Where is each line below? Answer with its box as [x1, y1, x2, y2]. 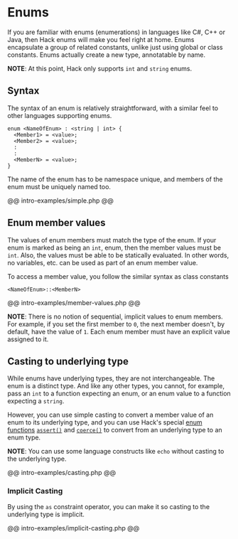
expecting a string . [7, 397, 65, 405]
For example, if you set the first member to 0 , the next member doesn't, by [7, 319, 225, 328]
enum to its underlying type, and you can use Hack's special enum [7, 418, 202, 427]
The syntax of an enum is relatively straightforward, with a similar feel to [7, 104, 219, 112]
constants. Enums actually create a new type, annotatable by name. [7, 50, 206, 59]
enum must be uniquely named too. [7, 182, 112, 191]
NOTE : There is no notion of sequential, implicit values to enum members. [7, 312, 224, 321]
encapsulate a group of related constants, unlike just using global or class [7, 43, 223, 51]
